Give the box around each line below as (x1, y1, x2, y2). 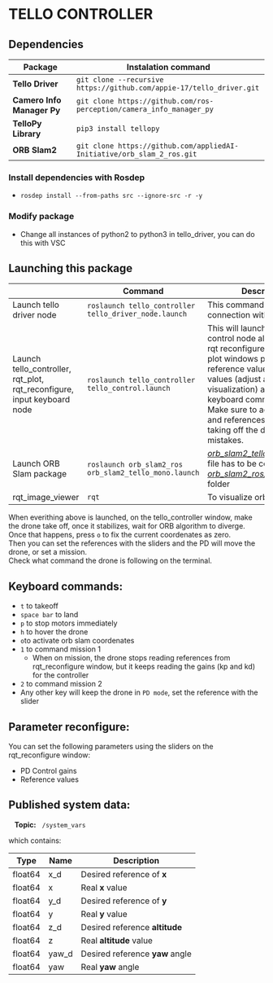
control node (206, 333, 256, 344)
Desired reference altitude (80, 921, 183, 933)
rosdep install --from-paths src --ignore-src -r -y (19, 192, 203, 200)
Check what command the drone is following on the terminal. (8, 555, 213, 566)
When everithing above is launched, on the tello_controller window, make (8, 512, 253, 522)
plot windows (206, 353, 258, 365)
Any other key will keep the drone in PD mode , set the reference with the (19, 687, 258, 697)
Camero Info (12, 94, 62, 106)
